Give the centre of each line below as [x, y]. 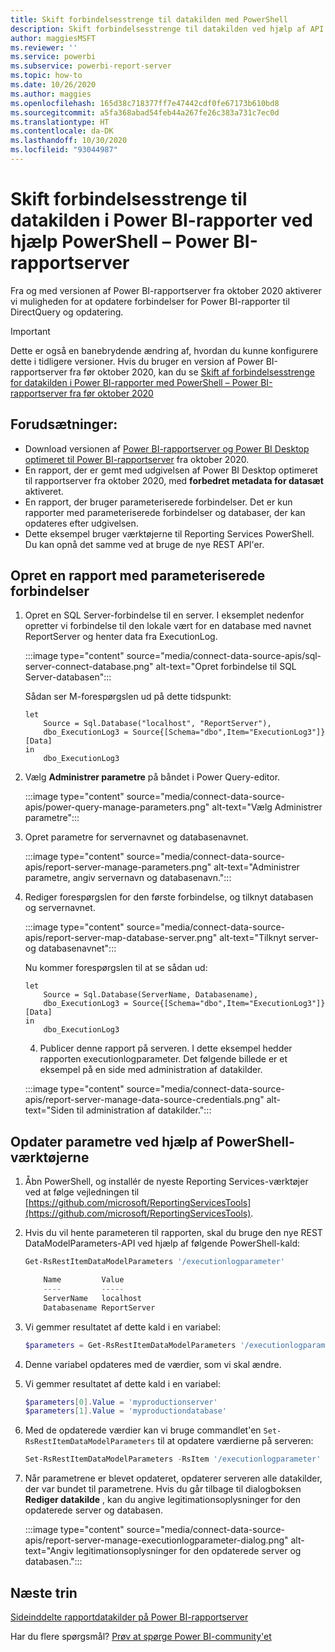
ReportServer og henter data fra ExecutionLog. [121, 637]
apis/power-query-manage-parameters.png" [117, 807]
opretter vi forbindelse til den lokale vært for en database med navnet [168, 626]
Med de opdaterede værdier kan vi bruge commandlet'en [143, 1430]
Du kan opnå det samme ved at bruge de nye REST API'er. [144, 544]
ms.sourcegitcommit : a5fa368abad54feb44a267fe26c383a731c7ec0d [145, 112]
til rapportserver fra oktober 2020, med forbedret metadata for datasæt [174, 480]
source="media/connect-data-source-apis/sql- [224, 656]
